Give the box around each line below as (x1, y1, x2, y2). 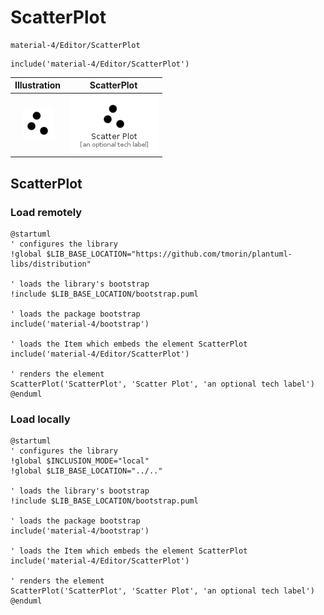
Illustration (14, 79, 62, 91)
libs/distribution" (10, 259, 92, 269)
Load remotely (10, 205, 83, 219)
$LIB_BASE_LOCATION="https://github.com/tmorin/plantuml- (46, 249, 293, 259)
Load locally (10, 412, 71, 426)
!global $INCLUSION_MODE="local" (10, 456, 150, 466)
